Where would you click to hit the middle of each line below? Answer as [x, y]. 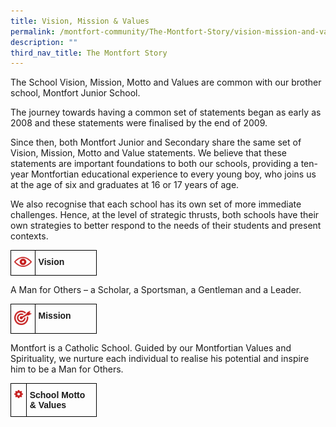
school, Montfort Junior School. [75, 93]
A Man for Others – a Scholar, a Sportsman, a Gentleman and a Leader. [156, 290]
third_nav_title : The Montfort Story [89, 53]
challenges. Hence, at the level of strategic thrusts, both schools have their [165, 215]
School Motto [57, 394]
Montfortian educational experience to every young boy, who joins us [173, 174]
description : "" [44, 42]
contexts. [29, 236]
